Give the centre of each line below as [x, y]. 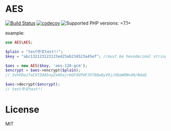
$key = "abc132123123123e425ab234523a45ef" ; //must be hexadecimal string [86, 56]
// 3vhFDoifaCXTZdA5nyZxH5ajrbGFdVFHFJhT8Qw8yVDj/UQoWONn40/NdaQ [76, 75]
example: [15, 33]
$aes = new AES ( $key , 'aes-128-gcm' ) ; [46, 65]
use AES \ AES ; [19, 42]
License [22, 110]
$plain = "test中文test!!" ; [34, 52]
